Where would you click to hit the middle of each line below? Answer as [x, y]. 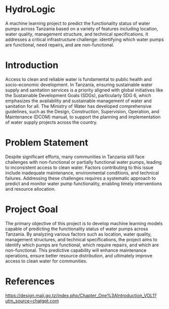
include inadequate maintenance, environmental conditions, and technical [82, 172]
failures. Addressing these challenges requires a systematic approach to [80, 178]
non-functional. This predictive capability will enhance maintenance [76, 250]
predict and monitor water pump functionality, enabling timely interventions [84, 184]
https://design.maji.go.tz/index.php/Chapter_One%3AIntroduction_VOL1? [81, 295]
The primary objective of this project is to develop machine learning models [84, 223]
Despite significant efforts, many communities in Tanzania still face [75, 157]
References [30, 281]
